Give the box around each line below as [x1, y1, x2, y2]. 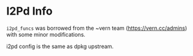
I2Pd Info [6, 4, 53, 18]
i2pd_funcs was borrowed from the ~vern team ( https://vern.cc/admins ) [6, 24, 188, 32]
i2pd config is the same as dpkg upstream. [6, 43, 114, 50]
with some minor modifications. [6, 30, 86, 38]
